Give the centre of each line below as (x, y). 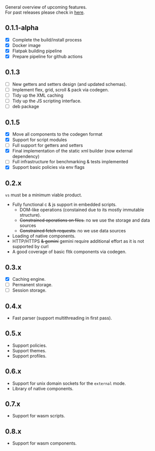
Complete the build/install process (47, 39)
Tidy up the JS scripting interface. (47, 101)
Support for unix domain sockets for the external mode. (69, 383)
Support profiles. (29, 356)
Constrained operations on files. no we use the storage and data (85, 220)
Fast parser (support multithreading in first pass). (62, 318)
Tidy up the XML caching (38, 95)
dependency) (26, 156)
